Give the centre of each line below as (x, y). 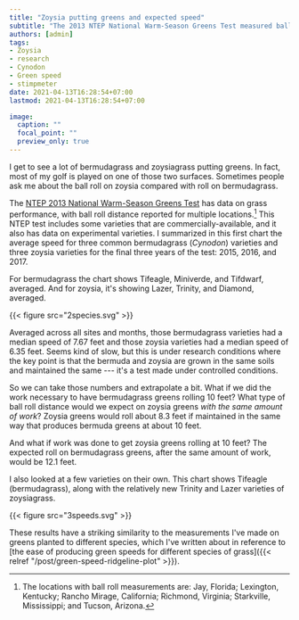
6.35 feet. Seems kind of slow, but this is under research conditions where (145, 351)
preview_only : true (53, 142)
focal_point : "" (47, 133)
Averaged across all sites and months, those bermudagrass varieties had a (146, 332)
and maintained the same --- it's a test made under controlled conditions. (144, 370)
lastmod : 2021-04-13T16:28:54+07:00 (77, 100)
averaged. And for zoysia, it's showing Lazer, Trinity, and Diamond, (132, 288)
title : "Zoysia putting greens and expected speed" (107, 17)
